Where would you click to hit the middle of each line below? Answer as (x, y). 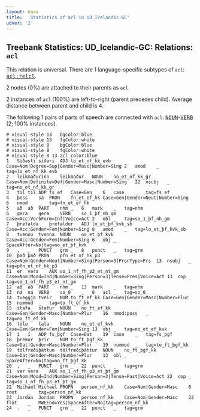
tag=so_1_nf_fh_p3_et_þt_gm (41, 382)
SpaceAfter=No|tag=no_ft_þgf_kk (46, 361)
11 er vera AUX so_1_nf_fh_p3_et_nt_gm (63, 272)
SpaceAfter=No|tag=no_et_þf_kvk (46, 245)
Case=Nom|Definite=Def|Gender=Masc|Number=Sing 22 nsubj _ (88, 182)
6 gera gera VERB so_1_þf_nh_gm (61, 214)
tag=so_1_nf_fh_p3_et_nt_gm (41, 282)
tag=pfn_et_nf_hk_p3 (32, 266)
